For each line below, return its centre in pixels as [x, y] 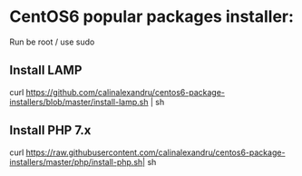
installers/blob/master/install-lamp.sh [79, 102]
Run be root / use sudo [52, 42]
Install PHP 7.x [50, 130]
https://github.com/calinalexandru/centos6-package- [125, 92]
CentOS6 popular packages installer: [152, 17]
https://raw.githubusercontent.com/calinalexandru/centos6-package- [156, 152]
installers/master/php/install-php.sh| [78, 161]
